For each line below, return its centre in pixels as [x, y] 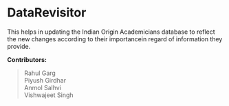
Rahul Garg [40, 73]
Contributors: [27, 59]
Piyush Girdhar [45, 80]
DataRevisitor [47, 13]
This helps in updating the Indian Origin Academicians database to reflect [111, 32]
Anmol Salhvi [43, 87]
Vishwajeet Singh [48, 95]
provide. [19, 46]
